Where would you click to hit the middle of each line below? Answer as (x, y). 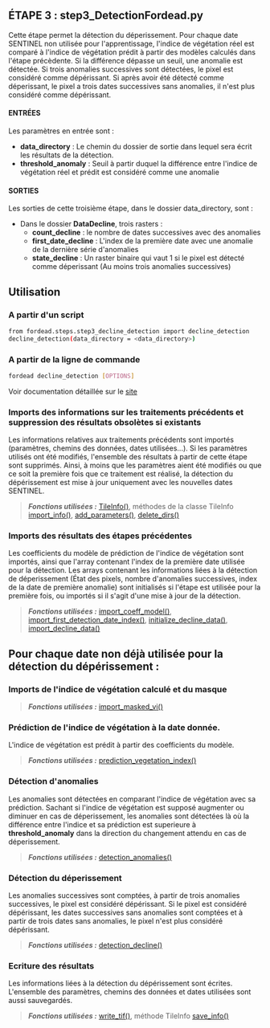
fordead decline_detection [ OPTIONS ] (72, 376)
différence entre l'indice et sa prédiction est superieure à (102, 824)
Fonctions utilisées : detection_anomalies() (100, 857)
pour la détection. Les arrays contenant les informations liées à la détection (133, 570)
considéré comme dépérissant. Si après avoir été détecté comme (117, 77)
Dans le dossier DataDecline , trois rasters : (91, 224)
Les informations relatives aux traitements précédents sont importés (121, 440)
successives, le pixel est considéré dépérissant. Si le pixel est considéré (128, 904)
